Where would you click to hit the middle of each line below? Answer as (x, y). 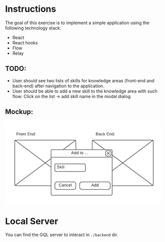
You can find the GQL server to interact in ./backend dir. (62, 235)
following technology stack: (33, 28)
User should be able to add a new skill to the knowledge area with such (85, 91)
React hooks (25, 42)
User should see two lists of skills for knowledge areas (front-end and (83, 80)
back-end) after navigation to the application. (58, 86)
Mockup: (19, 112)
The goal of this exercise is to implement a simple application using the (77, 23)
